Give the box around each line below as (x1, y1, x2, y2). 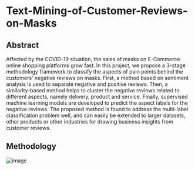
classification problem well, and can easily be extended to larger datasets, (6, 112, 186, 119)
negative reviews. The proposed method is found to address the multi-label (6, 106, 189, 112)
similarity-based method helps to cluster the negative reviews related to (6, 87, 180, 94)
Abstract (6, 40, 39, 50)
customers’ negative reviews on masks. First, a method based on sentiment (6, 75, 189, 81)
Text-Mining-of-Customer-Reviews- (6, 4, 188, 18)
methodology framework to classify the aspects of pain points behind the (6, 68, 184, 75)
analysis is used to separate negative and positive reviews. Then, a (6, 81, 169, 88)
